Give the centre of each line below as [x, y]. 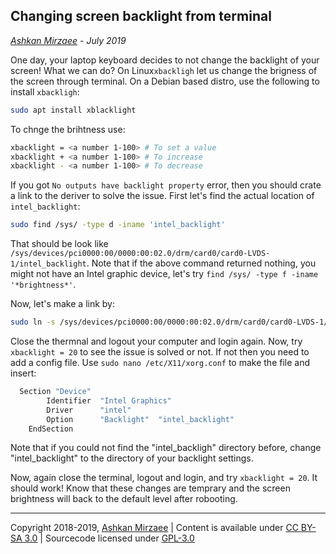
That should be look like [59, 244]
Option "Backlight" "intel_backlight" [140, 419]
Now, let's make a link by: [63, 304]
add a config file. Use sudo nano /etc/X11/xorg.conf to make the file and [160, 363]
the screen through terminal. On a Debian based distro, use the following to [165, 81]
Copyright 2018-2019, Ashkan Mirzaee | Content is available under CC [154, 528]
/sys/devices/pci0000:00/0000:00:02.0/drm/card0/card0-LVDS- [140, 254]
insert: [23, 373]
